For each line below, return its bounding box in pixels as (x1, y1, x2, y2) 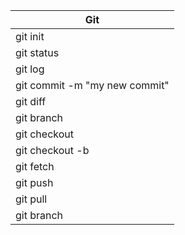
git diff (15, 95, 47, 108)
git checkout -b (15, 144, 90, 157)
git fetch (15, 160, 55, 173)
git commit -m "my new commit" (15, 79, 170, 92)
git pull (15, 192, 48, 206)
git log (15, 62, 45, 76)
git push (15, 176, 54, 189)
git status (15, 46, 60, 59)
